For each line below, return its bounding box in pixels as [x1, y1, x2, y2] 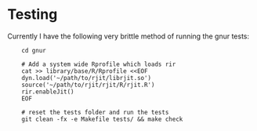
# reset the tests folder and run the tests [21, 108, 169, 116]
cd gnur [21, 46, 46, 54]
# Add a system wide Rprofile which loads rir [21, 60, 176, 68]
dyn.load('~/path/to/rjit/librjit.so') [21, 74, 152, 82]
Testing [7, 5, 58, 24]
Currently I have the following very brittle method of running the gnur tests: [7, 31, 250, 41]
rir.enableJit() [21, 88, 75, 96]
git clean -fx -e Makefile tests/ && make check [21, 115, 183, 123]
